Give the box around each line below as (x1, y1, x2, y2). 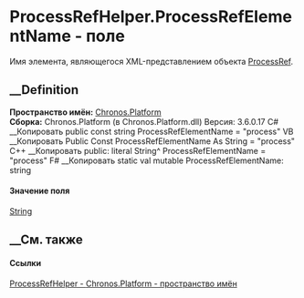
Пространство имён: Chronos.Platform (9, 107, 162, 118)
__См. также (9, 232, 84, 248)
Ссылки (9, 257, 42, 268)
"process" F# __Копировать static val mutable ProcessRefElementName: (9, 155, 285, 166)
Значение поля (9, 185, 70, 197)
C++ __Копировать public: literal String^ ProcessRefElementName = (9, 145, 267, 156)
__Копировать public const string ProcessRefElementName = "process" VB (9, 126, 294, 137)
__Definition (9, 82, 79, 98)
